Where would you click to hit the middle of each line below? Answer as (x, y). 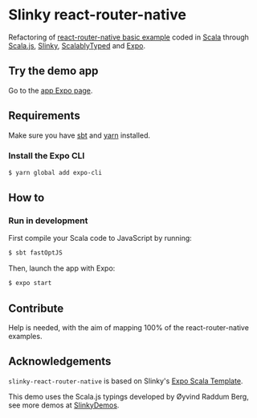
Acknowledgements (60, 361)
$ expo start (30, 283)
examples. (25, 336)
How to (27, 198)
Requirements (44, 116)
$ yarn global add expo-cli (55, 172)
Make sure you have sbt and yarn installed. (80, 135)
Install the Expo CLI (47, 156)
